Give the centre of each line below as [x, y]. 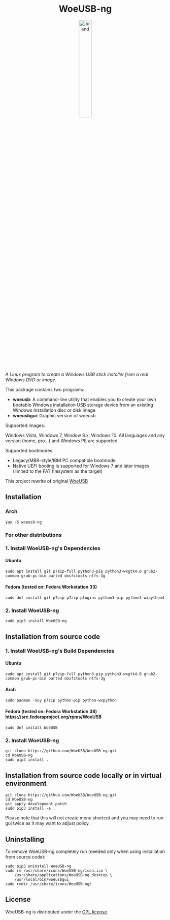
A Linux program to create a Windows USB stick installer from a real [77, 374]
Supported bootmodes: [30, 450]
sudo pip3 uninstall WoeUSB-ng [38, 866]
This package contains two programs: [45, 389]
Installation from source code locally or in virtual [83, 775]
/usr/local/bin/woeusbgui [42, 880]
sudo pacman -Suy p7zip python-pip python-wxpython [61, 700]
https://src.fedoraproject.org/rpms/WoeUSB [54, 717]
